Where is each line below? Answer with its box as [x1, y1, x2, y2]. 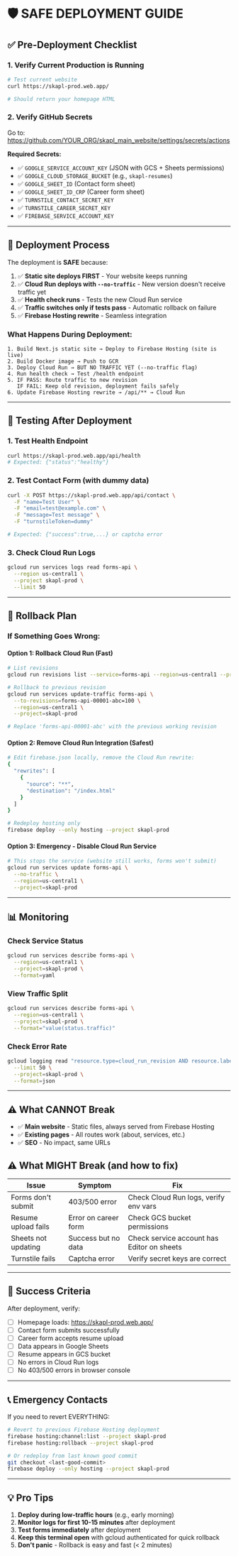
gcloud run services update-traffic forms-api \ [7, 690, 154, 698]
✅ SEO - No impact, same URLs [17, 1139, 111, 1147]
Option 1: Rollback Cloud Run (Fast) [7, 649, 113, 657]
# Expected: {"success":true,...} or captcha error [7, 531, 163, 538]
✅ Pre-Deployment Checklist [7, 38, 137, 50]
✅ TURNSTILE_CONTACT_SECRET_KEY [17, 195, 115, 204]
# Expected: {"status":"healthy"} [7, 459, 110, 466]
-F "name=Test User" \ [13, 498, 81, 505]
